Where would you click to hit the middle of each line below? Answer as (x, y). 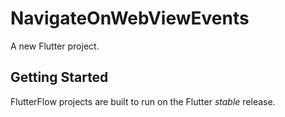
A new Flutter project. (55, 46)
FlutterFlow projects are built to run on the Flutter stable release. (143, 101)
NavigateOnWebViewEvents (130, 18)
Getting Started (59, 77)
